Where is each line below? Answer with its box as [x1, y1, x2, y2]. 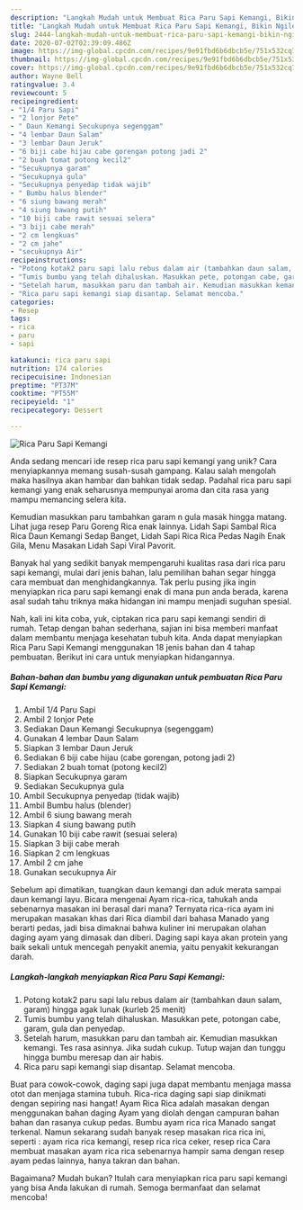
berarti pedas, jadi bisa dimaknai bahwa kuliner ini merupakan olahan [10, 922, 267, 933]
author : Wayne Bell [10, 72, 84, 81]
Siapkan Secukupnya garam [22, 771, 128, 782]
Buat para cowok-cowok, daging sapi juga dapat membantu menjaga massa [10, 1079, 291, 1089]
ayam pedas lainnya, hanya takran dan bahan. [10, 1155, 181, 1166]
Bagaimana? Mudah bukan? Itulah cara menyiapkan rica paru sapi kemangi [10, 1172, 288, 1183]
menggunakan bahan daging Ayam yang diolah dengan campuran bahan [10, 1107, 280, 1118]
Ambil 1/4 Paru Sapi [22, 704, 96, 715]
